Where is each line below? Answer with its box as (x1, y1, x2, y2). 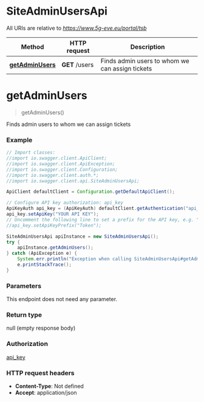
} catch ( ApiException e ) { (6, 251, 78, 257)
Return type (6, 311, 42, 319)
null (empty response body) (6, 324, 76, 332)
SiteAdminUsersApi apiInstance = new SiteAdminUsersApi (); (6, 233, 159, 240)
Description (130, 43, 165, 51)
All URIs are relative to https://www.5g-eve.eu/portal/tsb (6, 24, 147, 32)
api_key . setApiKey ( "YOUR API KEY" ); (6, 211, 99, 217)
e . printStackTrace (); (17, 262, 72, 268)
